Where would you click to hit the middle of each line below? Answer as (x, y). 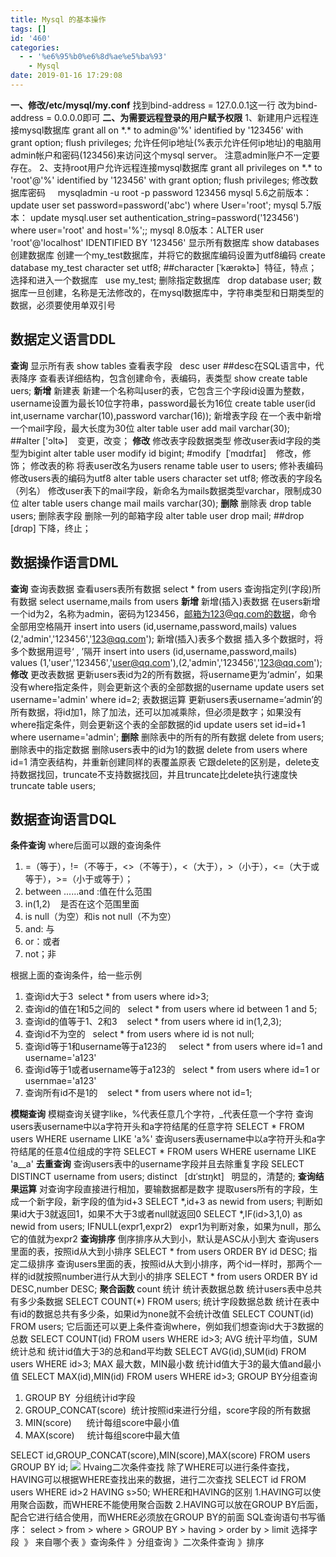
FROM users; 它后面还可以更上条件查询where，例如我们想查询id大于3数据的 (167, 1327)
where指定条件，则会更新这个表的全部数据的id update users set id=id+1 (158, 724)
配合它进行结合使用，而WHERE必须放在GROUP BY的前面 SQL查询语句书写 (163, 1517)
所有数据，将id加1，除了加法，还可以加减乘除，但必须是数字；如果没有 (156, 712)
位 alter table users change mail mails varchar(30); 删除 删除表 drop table (161, 503)
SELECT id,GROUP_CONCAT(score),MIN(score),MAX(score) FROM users (160, 1455)
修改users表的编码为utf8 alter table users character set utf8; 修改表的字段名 (166, 478)
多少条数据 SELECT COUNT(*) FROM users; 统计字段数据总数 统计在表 (165, 1302)
